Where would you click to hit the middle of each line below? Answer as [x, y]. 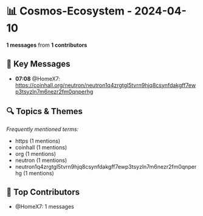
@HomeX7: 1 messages [44, 207]
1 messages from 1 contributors [47, 45]
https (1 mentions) [38, 141]
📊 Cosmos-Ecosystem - [69, 11]
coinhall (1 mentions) [41, 147]
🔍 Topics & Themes [45, 111]
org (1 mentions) [36, 154]
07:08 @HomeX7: [38, 78]
